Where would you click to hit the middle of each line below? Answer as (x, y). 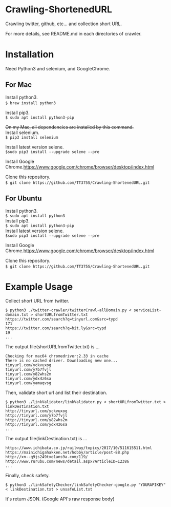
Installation (30, 54)
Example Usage (39, 287)
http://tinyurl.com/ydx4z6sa (36, 425)
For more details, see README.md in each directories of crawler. (73, 33)
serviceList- (147, 310)
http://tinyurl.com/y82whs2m (36, 420)
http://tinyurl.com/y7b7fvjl (36, 416)
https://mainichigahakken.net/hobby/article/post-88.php (67, 453)
